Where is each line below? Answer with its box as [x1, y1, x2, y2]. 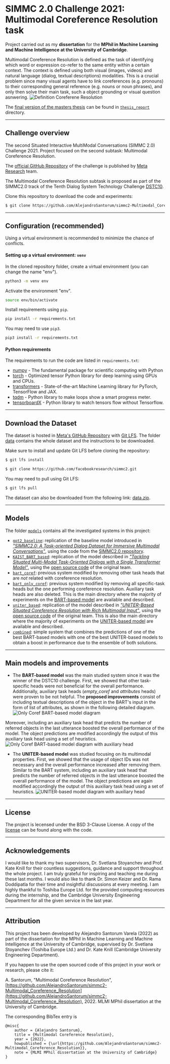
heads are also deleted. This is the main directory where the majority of [12, 591, 162, 597]
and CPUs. [12, 378, 35, 384]
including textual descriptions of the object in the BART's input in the [12, 699, 156, 705]
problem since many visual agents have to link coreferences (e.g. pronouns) [5, 78, 164, 84]
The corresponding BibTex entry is [5, 1013, 77, 1019]
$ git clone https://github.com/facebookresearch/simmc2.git [5, 467, 137, 472]
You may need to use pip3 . [5, 325, 61, 332]
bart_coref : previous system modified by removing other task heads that [12, 569, 164, 576]
